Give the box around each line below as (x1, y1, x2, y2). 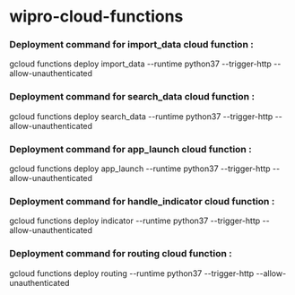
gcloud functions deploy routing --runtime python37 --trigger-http (9, 267, 255, 279)
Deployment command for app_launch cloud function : (9, 143, 253, 155)
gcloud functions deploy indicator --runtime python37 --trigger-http (9, 215, 261, 226)
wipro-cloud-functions (9, 6, 184, 27)
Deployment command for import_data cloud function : (9, 39, 254, 51)
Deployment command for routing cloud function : (9, 247, 232, 260)
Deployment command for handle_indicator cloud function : (9, 195, 275, 207)
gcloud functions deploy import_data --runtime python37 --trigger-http (9, 58, 272, 69)
